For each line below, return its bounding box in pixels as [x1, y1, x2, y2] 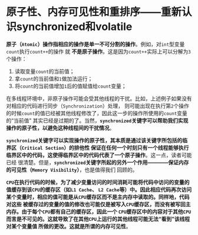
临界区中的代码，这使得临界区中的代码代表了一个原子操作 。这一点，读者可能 [6, 151, 192, 159]
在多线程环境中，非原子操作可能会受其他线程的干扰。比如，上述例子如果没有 [6, 95, 192, 102]
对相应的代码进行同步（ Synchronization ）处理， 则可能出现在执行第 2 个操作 [6, 102, 190, 109]
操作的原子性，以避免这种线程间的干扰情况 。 [6, 124, 115, 131]
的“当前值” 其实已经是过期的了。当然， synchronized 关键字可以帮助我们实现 [6, 117, 189, 124]
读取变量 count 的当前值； [14, 68, 75, 75]
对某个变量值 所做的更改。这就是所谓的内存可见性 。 [6, 223, 131, 230]
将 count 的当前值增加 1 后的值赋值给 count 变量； [14, 82, 127, 89]
